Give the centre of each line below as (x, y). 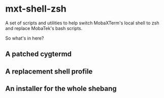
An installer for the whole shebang (61, 89)
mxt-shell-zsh (36, 9)
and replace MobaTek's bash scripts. (44, 28)
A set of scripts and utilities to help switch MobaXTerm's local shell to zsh (82, 23)
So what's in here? (25, 38)
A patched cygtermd (39, 54)
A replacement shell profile (49, 71)
